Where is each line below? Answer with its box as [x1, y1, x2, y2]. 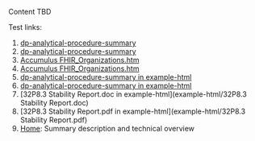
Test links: [8, 23, 43, 31]
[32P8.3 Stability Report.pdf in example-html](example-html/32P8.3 [19, 106, 246, 116]
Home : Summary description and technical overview [19, 124, 195, 133]
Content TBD [8, 7, 52, 16]
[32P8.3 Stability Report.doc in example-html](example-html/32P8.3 [19, 89, 248, 99]
